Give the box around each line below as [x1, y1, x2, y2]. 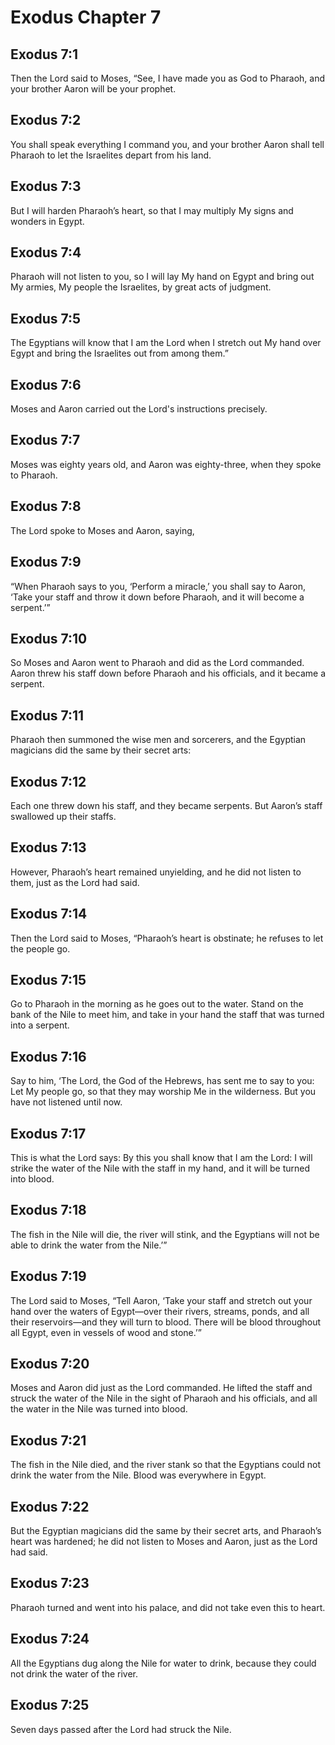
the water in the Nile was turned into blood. [10, 1403, 188, 1415]
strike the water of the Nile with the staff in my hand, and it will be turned [10, 1162, 311, 1174]
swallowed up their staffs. [10, 810, 117, 822]
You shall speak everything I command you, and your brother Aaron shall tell [10, 138, 325, 150]
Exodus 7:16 [10, 1048, 87, 1065]
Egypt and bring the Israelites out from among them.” [10, 347, 229, 360]
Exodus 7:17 [10, 1125, 87, 1142]
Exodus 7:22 [10, 1498, 90, 1515]
